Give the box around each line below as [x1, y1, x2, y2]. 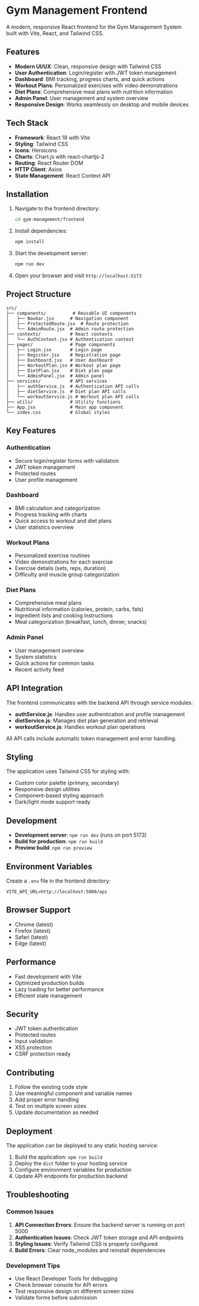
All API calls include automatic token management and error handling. [6, 735, 177, 742]
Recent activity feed [14, 666, 64, 673]
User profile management [14, 476, 78, 483]
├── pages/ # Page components [6, 341, 116, 348]
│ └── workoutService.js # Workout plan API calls [6, 394, 140, 400]
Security [6, 1009, 39, 1019]
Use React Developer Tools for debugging [14, 1274, 118, 1282]
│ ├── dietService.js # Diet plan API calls [6, 388, 127, 394]
